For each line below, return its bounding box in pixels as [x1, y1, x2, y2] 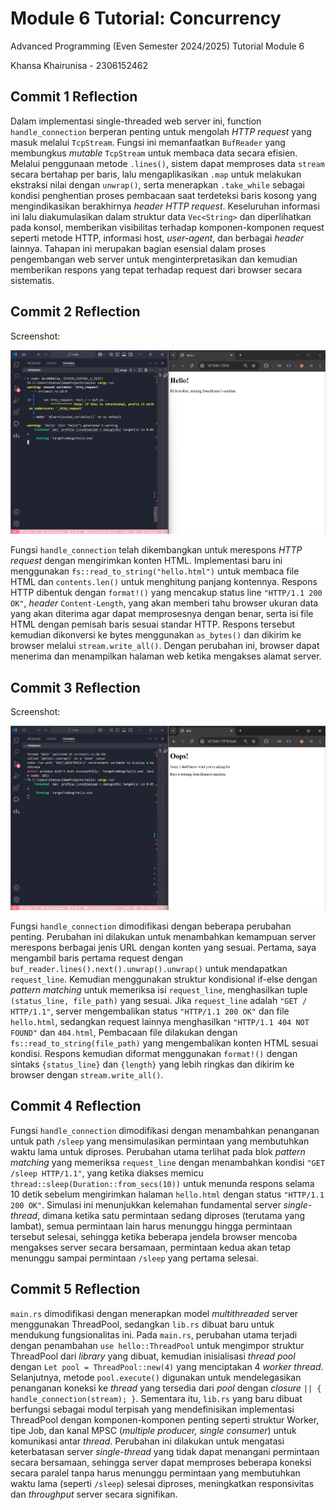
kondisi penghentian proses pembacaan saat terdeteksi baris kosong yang [10, 189, 318, 201]
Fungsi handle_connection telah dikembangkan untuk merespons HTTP [10, 544, 303, 556]
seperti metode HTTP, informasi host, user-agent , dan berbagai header [10, 232, 305, 244]
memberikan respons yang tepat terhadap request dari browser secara [10, 263, 303, 276]
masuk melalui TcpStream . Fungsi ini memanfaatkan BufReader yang [10, 136, 286, 148]
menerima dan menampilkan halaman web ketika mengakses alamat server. [10, 650, 322, 662]
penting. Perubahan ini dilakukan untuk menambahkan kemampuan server [10, 931, 317, 943]
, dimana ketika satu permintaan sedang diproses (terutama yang [37, 1209, 306, 1221]
